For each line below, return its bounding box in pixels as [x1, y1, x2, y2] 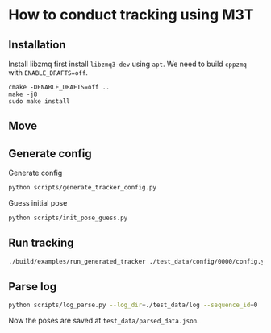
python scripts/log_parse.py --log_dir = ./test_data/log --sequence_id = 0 [8, 301, 258, 310]
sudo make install [8, 98, 70, 106]
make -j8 [8, 90, 38, 98]
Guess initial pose [8, 198, 68, 208]
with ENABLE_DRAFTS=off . [8, 68, 89, 77]
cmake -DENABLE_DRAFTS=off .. [8, 83, 110, 91]
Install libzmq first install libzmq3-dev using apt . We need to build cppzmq [8, 59, 248, 69]
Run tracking [8, 236, 74, 250]
